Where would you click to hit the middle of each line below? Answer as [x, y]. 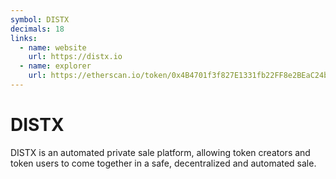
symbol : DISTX [40, 19]
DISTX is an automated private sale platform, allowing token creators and [160, 152]
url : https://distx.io [75, 57]
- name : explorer [55, 66]
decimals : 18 [37, 29]
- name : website [53, 47]
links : [24, 38]
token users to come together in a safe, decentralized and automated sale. [163, 163]
